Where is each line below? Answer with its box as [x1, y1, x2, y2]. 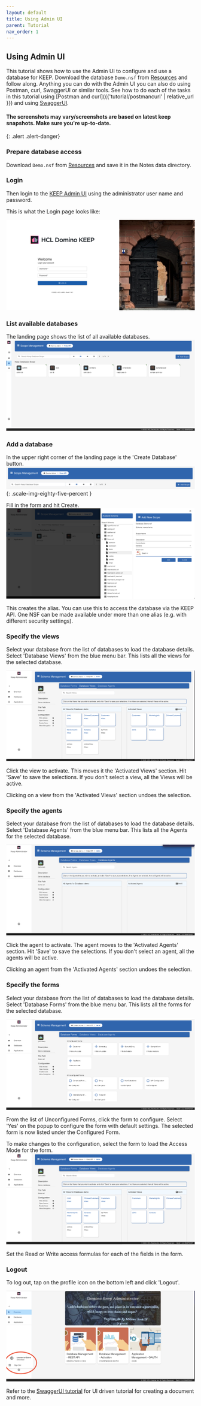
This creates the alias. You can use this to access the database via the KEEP [6, 604, 194, 611]
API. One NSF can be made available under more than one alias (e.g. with [6, 611, 187, 618]
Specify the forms [6, 980, 60, 989]
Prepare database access [6, 147, 82, 156]
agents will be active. [6, 954, 59, 961]
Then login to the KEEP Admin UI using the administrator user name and [6, 189, 184, 197]
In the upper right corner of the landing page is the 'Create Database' [6, 454, 177, 461]
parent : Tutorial [6, 22, 50, 28]
